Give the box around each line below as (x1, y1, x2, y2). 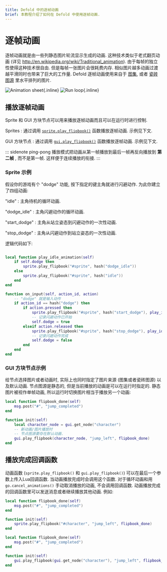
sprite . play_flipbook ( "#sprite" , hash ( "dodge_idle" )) (23, 264, 137, 269)
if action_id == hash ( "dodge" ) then (14, 301, 90, 306)
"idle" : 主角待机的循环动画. (5, 198, 61, 204)
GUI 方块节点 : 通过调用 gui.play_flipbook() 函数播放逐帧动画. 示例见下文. (5, 138, 158, 145)
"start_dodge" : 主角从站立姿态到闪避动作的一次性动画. (5, 219, 117, 225)
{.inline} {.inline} (43, 87, 99, 93)
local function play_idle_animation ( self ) (5, 255, 94, 260)
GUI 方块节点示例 (5, 365, 46, 372)
